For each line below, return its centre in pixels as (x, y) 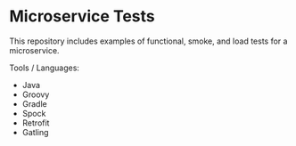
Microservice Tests (82, 16)
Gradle (34, 103)
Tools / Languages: (45, 68)
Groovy (36, 94)
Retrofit (36, 123)
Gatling (35, 132)
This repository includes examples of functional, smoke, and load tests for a (148, 41)
